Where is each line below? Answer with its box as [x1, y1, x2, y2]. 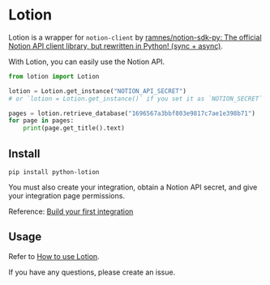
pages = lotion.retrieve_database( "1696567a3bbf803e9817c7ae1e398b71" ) [8, 109, 255, 117]
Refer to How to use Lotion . [8, 251, 100, 261]
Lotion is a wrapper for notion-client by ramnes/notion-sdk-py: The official [8, 32, 262, 42]
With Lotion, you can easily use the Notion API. [8, 57, 165, 66]
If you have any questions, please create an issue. [8, 267, 176, 277]
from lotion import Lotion [8, 72, 100, 80]
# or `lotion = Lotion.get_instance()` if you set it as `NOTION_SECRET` [8, 95, 264, 103]
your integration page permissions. [8, 191, 126, 200]
